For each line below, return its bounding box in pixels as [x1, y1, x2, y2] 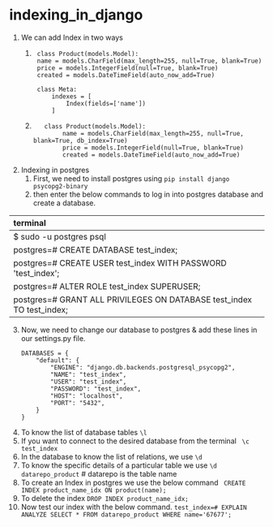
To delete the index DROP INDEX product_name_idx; [20, 493, 189, 503]
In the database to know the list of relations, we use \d [20, 451, 203, 461]
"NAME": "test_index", [50, 370, 127, 378]
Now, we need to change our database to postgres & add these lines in [20, 325, 258, 335]
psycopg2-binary [32, 182, 88, 190]
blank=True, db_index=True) [32, 136, 128, 145]
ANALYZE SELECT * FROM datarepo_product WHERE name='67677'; [20, 510, 232, 519]
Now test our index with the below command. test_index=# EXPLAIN [20, 502, 247, 512]
